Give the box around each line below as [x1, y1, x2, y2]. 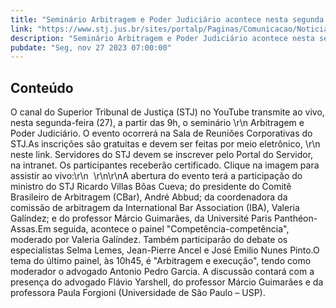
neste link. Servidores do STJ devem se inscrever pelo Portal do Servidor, [10, 149, 314, 161]
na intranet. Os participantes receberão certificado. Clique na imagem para [10, 159, 320, 171]
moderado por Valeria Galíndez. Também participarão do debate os [10, 234, 288, 246]
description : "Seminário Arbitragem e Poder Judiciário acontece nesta [10, 33, 315, 43]
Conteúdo [10, 79, 74, 96]
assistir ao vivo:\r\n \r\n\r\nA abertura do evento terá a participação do [10, 170, 303, 182]
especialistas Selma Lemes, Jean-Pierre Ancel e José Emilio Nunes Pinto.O [10, 244, 320, 256]
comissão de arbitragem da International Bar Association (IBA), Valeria [10, 202, 300, 214]
